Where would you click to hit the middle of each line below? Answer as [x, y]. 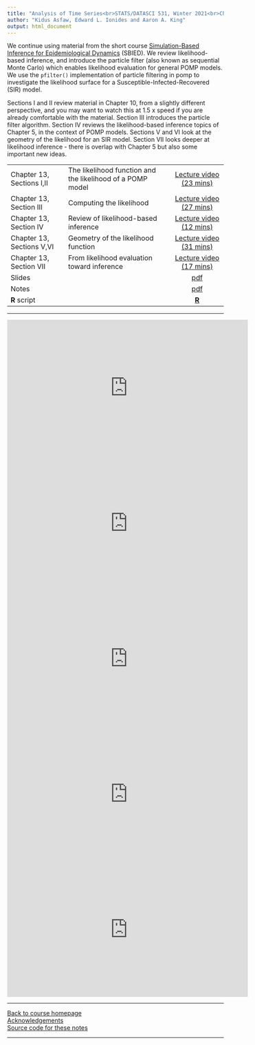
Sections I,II [29, 183]
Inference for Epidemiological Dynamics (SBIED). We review [92, 53]
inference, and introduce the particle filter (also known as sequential [123, 61]
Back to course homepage [45, 1013]
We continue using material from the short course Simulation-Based [103, 46]
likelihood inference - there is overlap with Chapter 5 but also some [102, 147]
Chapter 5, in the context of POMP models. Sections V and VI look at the [109, 132]
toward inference [96, 267]
